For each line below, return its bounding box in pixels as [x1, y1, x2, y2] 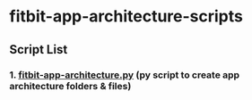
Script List [9, 42, 68, 57]
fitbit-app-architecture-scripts [9, 6, 244, 27]
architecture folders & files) [9, 79, 132, 92]
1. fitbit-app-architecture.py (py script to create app [9, 69, 240, 81]
